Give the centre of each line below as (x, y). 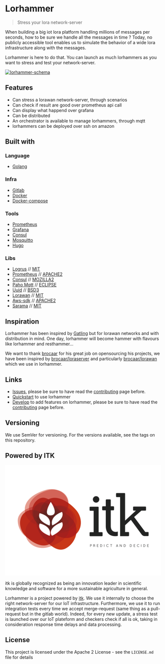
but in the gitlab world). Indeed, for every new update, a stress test (90, 614)
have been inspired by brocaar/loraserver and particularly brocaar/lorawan (81, 359)
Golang (20, 166)
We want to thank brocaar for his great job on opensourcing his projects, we (82, 354)
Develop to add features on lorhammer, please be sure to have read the (85, 402)
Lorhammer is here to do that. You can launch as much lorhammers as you (81, 57)
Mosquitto (22, 240)
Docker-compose (30, 201)
